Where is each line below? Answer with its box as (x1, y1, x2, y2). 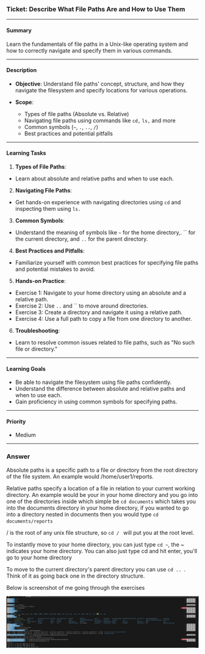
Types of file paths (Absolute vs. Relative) (24, 110, 129, 117)
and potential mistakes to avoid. (15, 265, 96, 273)
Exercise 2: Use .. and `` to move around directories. (15, 302, 148, 309)
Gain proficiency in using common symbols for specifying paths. (15, 398, 178, 405)
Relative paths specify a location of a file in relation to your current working (6, 485, 195, 492)
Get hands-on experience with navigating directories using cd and (15, 198, 181, 206)
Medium (15, 432, 37, 439)
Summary (6, 26, 32, 34)
